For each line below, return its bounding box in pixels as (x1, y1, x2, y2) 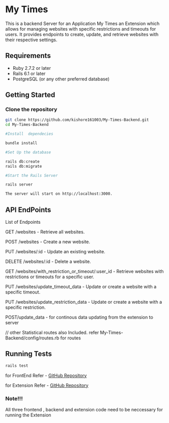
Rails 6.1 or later (12, 70, 46, 76)
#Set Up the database (5, 149, 51, 155)
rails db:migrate (5, 164, 42, 169)
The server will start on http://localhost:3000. (5, 191, 113, 197)
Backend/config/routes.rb (5, 335, 60, 341)
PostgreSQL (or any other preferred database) (12, 75, 110, 82)
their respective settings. (5, 37, 58, 43)
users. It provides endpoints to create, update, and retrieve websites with (5, 31, 159, 37)
